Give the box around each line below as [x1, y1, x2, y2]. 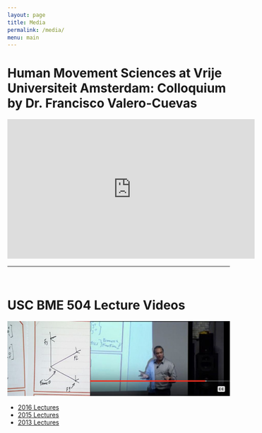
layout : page [7, 11, 46, 18]
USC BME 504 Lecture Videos [7, 298, 186, 313]
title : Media [7, 18, 46, 26]
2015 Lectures [17, 410, 59, 419]
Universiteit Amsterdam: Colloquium [7, 80, 227, 96]
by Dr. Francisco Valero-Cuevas [7, 96, 198, 111]
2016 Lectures [17, 403, 60, 411]
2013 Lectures [17, 418, 59, 427]
